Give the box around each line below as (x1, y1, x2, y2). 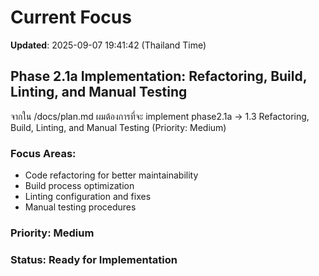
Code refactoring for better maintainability (24, 169, 199, 181)
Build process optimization (24, 180, 135, 192)
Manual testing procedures (24, 201, 137, 213)
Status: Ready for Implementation (10, 252, 178, 266)
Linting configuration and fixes (24, 191, 152, 203)
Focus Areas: (10, 146, 77, 160)
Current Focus (10, 6, 132, 29)
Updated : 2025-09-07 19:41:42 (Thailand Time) (10, 39, 207, 51)
